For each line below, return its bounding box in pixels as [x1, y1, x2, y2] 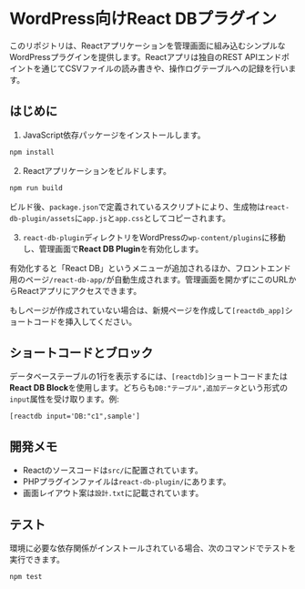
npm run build [9, 183, 64, 192]
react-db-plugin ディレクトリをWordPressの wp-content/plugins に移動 [22, 231, 287, 242]
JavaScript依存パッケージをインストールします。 [22, 129, 207, 140]
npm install [9, 147, 55, 157]
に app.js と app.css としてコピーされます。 [74, 212, 230, 223]
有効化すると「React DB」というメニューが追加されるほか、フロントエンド [9, 262, 291, 273]
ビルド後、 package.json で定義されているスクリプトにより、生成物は [9, 201, 266, 212]
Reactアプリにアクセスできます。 [16, 285, 142, 296]
